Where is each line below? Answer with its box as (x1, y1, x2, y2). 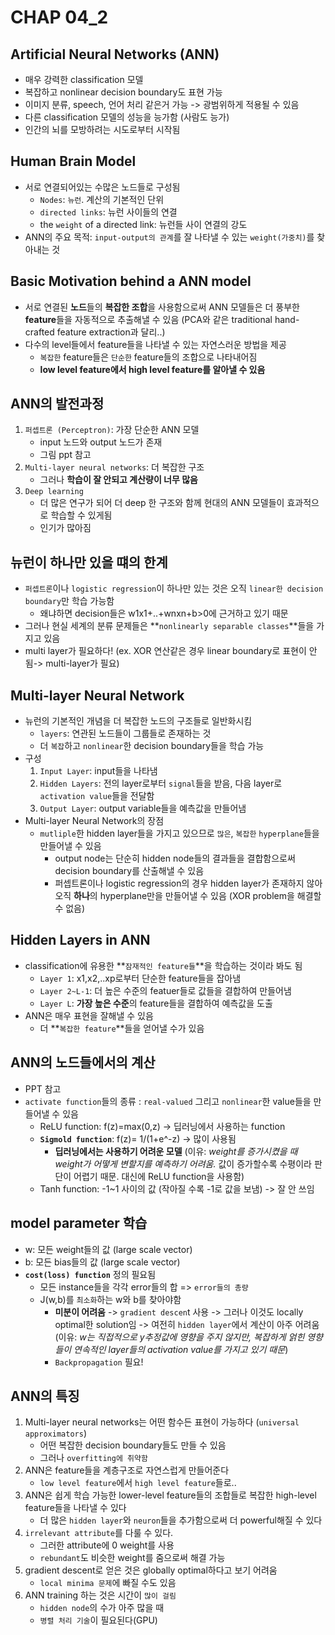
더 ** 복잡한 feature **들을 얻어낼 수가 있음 (39, 1022, 205, 1034)
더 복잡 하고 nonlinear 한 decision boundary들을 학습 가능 (39, 740, 265, 752)
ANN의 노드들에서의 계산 (10, 1054, 156, 1071)
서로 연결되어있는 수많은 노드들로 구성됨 (24, 181, 181, 193)
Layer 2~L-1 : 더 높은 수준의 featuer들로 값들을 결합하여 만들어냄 (39, 984, 292, 996)
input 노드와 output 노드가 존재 (39, 436, 163, 448)
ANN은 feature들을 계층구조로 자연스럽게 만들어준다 (24, 1464, 230, 1476)
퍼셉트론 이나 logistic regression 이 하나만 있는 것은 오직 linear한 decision (24, 582, 324, 595)
